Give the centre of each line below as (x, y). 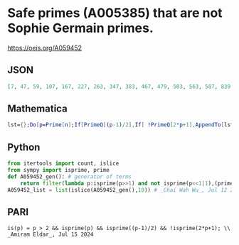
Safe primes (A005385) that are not (115, 13)
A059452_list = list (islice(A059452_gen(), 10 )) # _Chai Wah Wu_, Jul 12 (117, 190)
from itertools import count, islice (63, 164)
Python (24, 147)
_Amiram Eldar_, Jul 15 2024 (51, 235)
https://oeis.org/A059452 (44, 48)
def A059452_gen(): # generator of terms (70, 176)
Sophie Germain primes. (81, 28)
